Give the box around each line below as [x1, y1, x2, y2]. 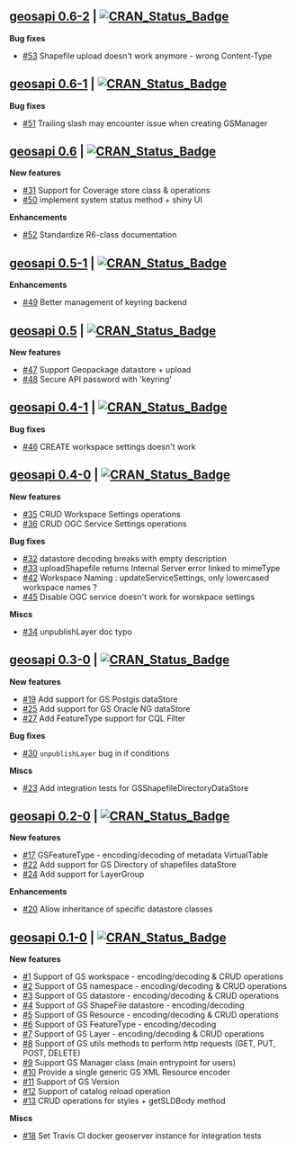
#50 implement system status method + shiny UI [22, 194, 202, 205]
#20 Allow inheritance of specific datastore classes [22, 903, 213, 914]
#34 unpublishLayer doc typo [22, 626, 132, 637]
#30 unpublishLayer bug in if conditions [22, 748, 170, 759]
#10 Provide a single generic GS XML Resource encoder [22, 1067, 231, 1078]
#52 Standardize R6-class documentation [22, 229, 177, 240]
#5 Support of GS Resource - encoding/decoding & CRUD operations [22, 1010, 279, 1020]
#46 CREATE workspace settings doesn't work [22, 441, 196, 452]
